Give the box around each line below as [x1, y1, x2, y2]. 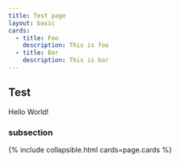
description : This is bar [22, 57, 110, 65]
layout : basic [8, 19, 56, 27]
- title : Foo [15, 34, 59, 42]
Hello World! [8, 107, 50, 117]
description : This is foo [22, 41, 110, 49]
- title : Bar [15, 49, 59, 57]
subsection [8, 127, 54, 138]
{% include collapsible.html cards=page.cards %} [8, 144, 172, 154]
